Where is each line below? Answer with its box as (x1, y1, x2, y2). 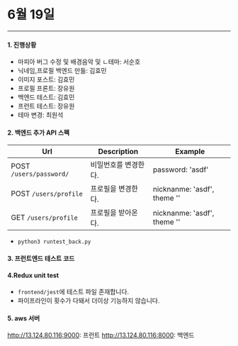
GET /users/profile (11, 213, 78, 223)
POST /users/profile (11, 189, 83, 199)
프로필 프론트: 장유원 (17, 84, 75, 93)
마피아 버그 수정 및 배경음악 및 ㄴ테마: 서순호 (17, 57, 141, 66)
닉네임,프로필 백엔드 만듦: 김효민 (17, 67, 107, 75)
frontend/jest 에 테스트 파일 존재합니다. (17, 288, 130, 296)
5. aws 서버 (7, 313, 40, 323)
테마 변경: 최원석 (17, 111, 64, 119)
